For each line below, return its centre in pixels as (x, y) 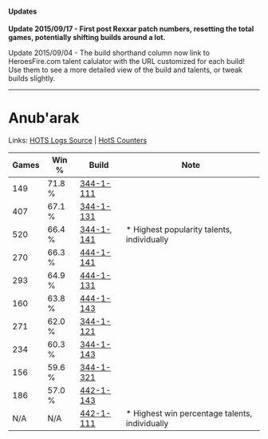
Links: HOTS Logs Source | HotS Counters (78, 141)
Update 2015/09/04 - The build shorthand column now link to (109, 53)
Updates (23, 11)
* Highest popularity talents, (179, 229)
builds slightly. (32, 78)
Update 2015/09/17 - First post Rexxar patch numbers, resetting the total (131, 29)
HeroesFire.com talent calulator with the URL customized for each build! (127, 62)
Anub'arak (44, 118)
